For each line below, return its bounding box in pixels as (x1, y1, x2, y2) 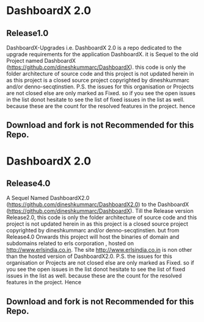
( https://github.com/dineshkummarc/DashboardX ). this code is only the (6, 63, 186, 71)
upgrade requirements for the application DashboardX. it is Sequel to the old (6, 51, 199, 58)
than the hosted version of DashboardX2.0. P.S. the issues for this (6, 252, 172, 260)
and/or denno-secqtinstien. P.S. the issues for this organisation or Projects (6, 83, 194, 90)
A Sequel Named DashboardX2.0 (6, 195, 90, 202)
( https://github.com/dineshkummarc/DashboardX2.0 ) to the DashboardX (6, 201, 189, 208)
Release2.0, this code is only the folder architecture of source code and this (6, 214, 197, 221)
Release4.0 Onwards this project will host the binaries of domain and (6, 233, 180, 241)
